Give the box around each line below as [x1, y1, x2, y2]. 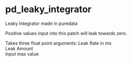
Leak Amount [5, 45, 34, 51]
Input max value [5, 51, 39, 57]
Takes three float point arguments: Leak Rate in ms [5, 40, 112, 46]
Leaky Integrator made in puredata [5, 20, 78, 26]
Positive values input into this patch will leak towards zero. [5, 30, 127, 36]
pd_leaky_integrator [5, 4, 91, 15]
